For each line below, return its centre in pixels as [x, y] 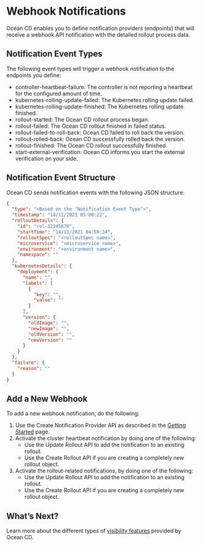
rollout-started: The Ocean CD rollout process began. [82, 119]
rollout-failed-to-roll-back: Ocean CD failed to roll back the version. [100, 132]
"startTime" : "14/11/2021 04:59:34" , [65, 232]
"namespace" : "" [38, 255]
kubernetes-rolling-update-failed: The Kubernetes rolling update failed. [105, 100]
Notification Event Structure [61, 178]
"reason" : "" [34, 368]
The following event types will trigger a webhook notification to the [90, 68]
